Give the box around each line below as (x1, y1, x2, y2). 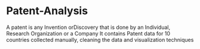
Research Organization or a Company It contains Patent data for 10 (6, 30, 171, 37)
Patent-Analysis (6, 4, 88, 18)
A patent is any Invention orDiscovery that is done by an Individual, (6, 24, 171, 31)
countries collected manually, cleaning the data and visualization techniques (6, 36, 194, 43)
